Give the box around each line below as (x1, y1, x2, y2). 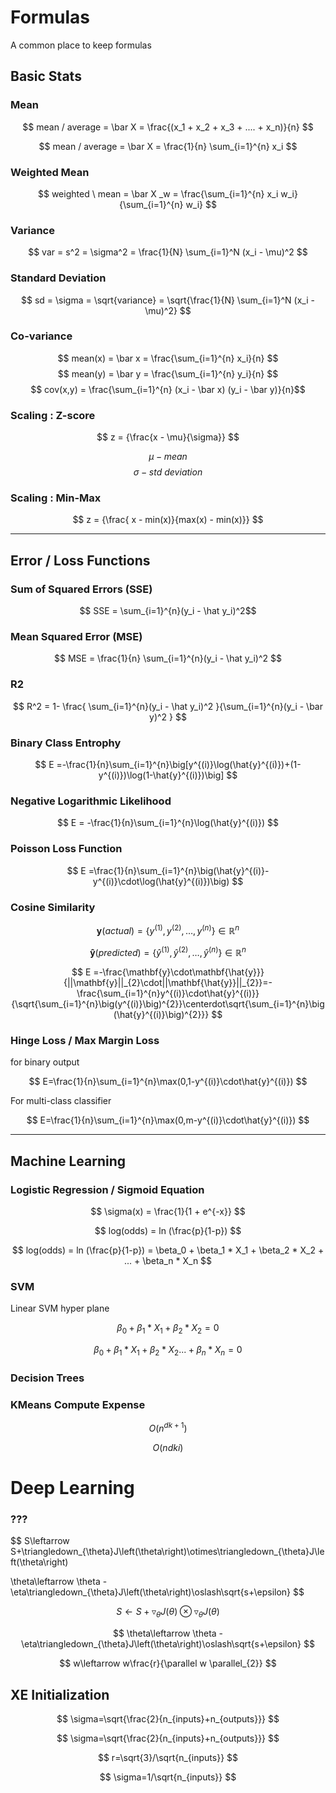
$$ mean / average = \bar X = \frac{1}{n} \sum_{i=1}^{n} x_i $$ (38, 140, 298, 152)
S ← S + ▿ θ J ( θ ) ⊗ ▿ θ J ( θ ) (116, 1606, 220, 1620)
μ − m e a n (148, 451, 188, 463)
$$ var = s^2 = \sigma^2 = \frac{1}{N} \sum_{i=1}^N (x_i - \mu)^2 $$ (28, 246, 308, 258)
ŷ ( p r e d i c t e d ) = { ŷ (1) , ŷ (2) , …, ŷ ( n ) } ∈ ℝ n (89, 944, 247, 958)
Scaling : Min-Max (10, 491, 102, 505)
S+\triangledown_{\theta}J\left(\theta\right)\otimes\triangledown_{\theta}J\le (10, 1546, 325, 1558)
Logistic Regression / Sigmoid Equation (10, 1182, 205, 1196)
